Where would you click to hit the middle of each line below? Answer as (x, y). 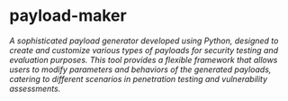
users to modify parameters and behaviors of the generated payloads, (140, 69)
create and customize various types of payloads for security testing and (144, 50)
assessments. (35, 88)
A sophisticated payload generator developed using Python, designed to (144, 41)
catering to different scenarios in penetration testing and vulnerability (139, 78)
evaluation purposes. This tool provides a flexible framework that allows (144, 60)
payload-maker (68, 16)
